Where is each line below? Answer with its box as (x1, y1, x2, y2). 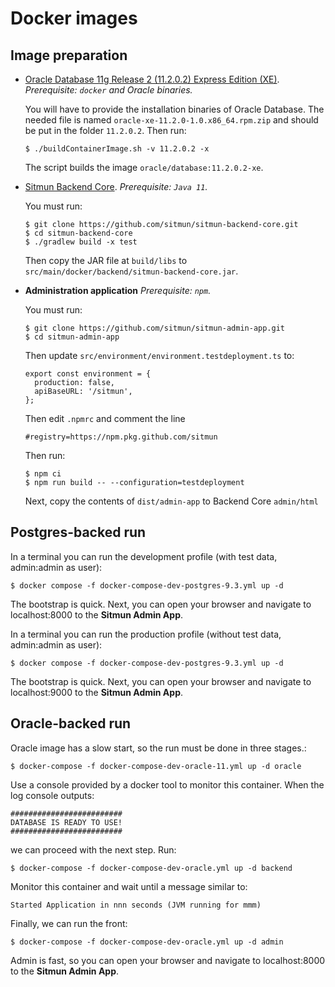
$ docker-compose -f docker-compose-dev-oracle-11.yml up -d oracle (10, 761, 302, 771)
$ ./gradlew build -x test (24, 237, 138, 247)
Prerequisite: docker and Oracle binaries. (24, 84, 193, 96)
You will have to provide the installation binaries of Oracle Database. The (24, 103, 325, 115)
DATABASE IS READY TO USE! (10, 817, 123, 827)
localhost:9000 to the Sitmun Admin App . (10, 686, 184, 698)
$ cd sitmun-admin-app (24, 332, 120, 342)
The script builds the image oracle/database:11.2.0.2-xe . (24, 162, 264, 173)
